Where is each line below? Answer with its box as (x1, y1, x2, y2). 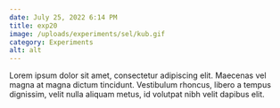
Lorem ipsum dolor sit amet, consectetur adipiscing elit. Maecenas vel (9, 70, 267, 81)
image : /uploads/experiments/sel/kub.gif (9, 29, 166, 38)
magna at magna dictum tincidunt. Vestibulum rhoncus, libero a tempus (9, 80, 272, 90)
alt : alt (9, 46, 42, 55)
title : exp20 (9, 21, 58, 30)
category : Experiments (9, 37, 94, 47)
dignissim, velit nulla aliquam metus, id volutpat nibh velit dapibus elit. (9, 89, 265, 100)
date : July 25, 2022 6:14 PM (9, 12, 118, 22)
